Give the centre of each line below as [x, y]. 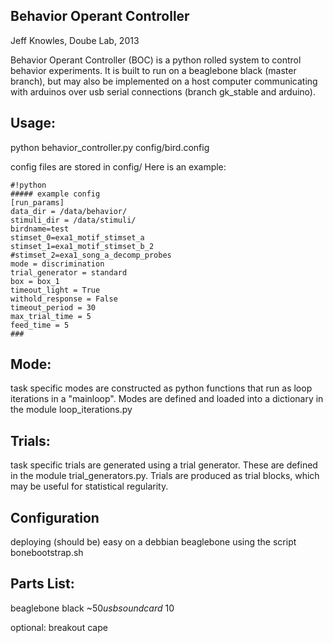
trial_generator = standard [69, 272]
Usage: [33, 123]
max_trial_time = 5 [51, 316]
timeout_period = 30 [53, 307]
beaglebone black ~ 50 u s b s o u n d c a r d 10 [92, 608]
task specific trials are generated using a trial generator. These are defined [164, 465]
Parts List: [42, 584]
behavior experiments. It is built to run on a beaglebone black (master [153, 70]
